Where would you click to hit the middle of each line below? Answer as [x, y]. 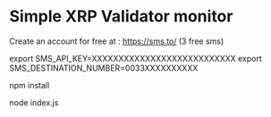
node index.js [34, 102]
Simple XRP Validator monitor [121, 17]
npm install [30, 85]
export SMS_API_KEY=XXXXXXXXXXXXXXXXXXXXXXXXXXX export [135, 58]
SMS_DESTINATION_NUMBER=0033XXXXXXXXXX [104, 68]
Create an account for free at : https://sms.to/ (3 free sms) [117, 41]
